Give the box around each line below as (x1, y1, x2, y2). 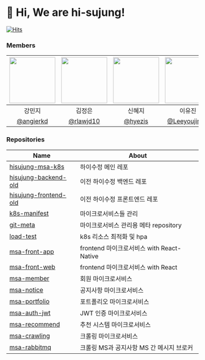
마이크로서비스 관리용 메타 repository (80, 220, 182, 229)
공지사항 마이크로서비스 (80, 286, 144, 294)
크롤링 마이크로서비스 (80, 332, 138, 340)
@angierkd (16, 117, 48, 126)
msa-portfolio (9, 297, 50, 306)
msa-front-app (9, 247, 54, 256)
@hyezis (124, 117, 148, 126)
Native (80, 252, 99, 260)
